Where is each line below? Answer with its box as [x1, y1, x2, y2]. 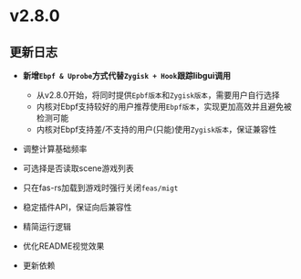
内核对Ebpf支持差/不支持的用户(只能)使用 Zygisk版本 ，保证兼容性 [36, 124, 277, 134]
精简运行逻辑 [22, 221, 71, 231]
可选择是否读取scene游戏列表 [22, 163, 134, 174]
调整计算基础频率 [22, 144, 88, 154]
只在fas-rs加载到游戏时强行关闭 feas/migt [22, 182, 179, 193]
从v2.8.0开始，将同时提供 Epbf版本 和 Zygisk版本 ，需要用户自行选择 [36, 90, 280, 101]
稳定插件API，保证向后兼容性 [22, 202, 132, 212]
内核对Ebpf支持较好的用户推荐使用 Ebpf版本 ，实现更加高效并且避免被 [36, 102, 292, 112]
